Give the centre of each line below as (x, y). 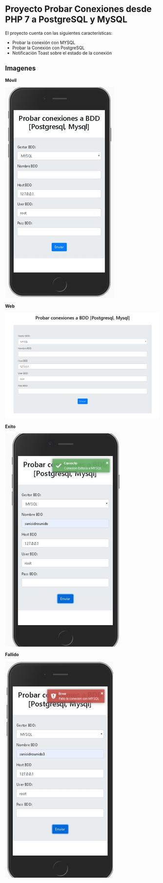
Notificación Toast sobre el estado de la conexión (62, 53)
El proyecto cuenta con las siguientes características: (59, 33)
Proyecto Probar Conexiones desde (79, 9)
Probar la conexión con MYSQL (44, 42)
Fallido (12, 654)
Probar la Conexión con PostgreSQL (48, 48)
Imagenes (20, 68)
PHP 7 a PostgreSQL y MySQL (66, 19)
